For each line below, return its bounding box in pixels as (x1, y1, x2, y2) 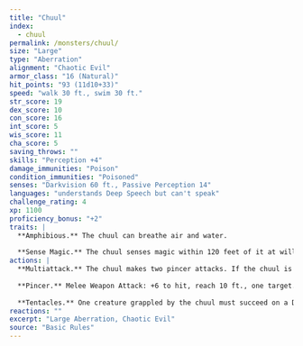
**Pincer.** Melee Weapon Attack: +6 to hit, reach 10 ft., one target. (17, 281, 297, 290)
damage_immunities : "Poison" (9, 164, 119, 173)
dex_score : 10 (9, 105, 63, 114)
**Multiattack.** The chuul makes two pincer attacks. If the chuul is (17, 265, 293, 274)
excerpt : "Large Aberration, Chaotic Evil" (9, 314, 176, 324)
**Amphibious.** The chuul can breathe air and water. (17, 231, 228, 240)
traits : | (9, 223, 47, 232)
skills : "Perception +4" (9, 155, 103, 165)
